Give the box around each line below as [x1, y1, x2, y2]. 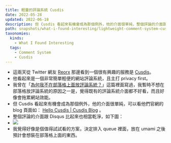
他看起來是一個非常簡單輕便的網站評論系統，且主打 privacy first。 [12, 76, 151, 82]
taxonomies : [5, 31, 31, 36]
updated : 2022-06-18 [5, 17, 49, 22]
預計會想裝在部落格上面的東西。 [12, 132, 80, 138]
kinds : [10, 36, 24, 41]
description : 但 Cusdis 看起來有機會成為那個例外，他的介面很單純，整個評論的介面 [5, 21, 163, 27]
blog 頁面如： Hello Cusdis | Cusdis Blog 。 [12, 107, 104, 113]
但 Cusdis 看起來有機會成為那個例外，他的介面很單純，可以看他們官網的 [12, 101, 164, 107]
